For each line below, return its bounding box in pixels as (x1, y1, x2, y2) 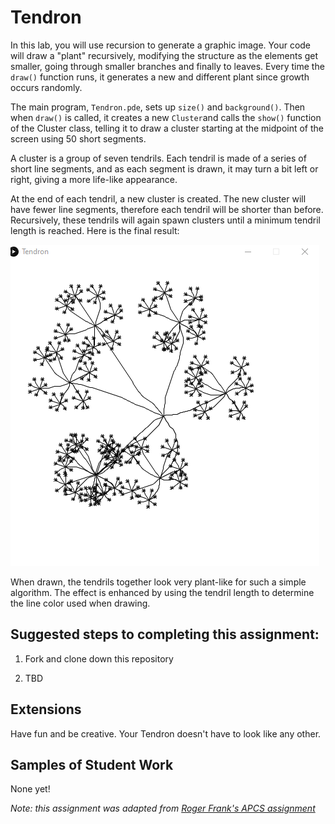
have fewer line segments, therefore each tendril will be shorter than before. (10, 203, 324, 215)
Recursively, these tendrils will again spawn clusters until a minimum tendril (10, 214, 321, 226)
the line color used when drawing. (10, 597, 151, 609)
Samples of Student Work (10, 756, 174, 773)
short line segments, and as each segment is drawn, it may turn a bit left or (10, 162, 319, 175)
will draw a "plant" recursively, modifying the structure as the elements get (10, 49, 319, 61)
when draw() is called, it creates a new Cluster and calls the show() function (10, 111, 322, 123)
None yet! (10, 783, 51, 795)
